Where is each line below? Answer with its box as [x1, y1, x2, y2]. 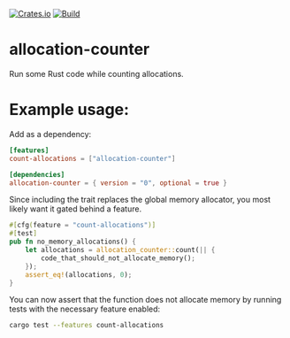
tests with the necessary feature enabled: [9, 303, 161, 314]
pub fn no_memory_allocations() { [9, 237, 137, 247]
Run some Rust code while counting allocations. [9, 68, 184, 79]
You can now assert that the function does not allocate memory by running [9, 295, 282, 305]
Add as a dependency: [9, 128, 92, 139]
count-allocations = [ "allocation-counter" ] [9, 154, 176, 163]
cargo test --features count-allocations [9, 321, 164, 330]
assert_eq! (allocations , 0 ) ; [25, 270, 133, 279]
